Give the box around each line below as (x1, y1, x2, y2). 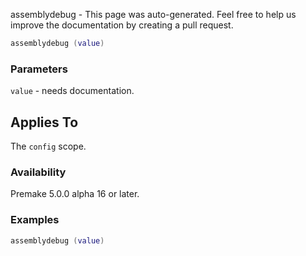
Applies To (10, 114, 79, 131)
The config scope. (10, 140, 87, 152)
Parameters (10, 62, 68, 76)
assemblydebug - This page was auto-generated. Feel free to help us (10, 9, 297, 20)
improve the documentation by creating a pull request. (10, 19, 234, 31)
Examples (10, 213, 60, 227)
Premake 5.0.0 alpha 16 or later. (10, 188, 140, 200)
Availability (10, 165, 67, 179)
